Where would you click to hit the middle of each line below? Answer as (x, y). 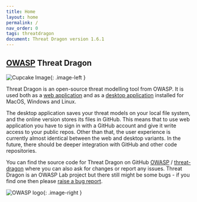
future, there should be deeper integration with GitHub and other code (92, 144)
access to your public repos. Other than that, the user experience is (88, 132)
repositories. (22, 150)
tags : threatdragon (30, 34)
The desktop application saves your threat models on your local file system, (98, 113)
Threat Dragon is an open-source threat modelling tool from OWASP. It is (95, 89)
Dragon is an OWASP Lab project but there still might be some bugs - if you (98, 175)
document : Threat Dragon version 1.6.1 (55, 39)
